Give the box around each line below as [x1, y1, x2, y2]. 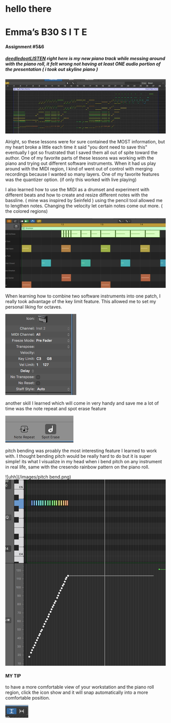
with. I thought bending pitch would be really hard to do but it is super [5, 453, 152, 459]
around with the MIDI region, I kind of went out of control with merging [5, 165, 153, 171]
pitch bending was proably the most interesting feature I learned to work [5, 447, 157, 454]
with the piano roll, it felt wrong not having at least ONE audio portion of [5, 61, 161, 67]
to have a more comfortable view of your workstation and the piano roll [5, 684, 154, 690]
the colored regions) [5, 208, 48, 214]
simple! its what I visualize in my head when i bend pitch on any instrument [5, 458, 162, 464]
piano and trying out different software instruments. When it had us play [5, 160, 156, 166]
